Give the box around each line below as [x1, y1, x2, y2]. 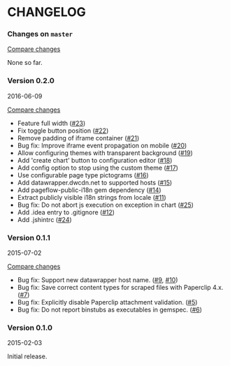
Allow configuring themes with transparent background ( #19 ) [17, 148, 194, 157]
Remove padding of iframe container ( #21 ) [17, 133, 140, 142]
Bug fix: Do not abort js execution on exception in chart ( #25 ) [17, 200, 194, 209]
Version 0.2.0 [7, 76, 55, 86]
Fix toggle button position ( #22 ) [17, 126, 109, 135]
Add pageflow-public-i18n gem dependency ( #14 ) [17, 186, 162, 194]
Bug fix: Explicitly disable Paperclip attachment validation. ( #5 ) [17, 298, 198, 307]
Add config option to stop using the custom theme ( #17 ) [17, 163, 178, 172]
